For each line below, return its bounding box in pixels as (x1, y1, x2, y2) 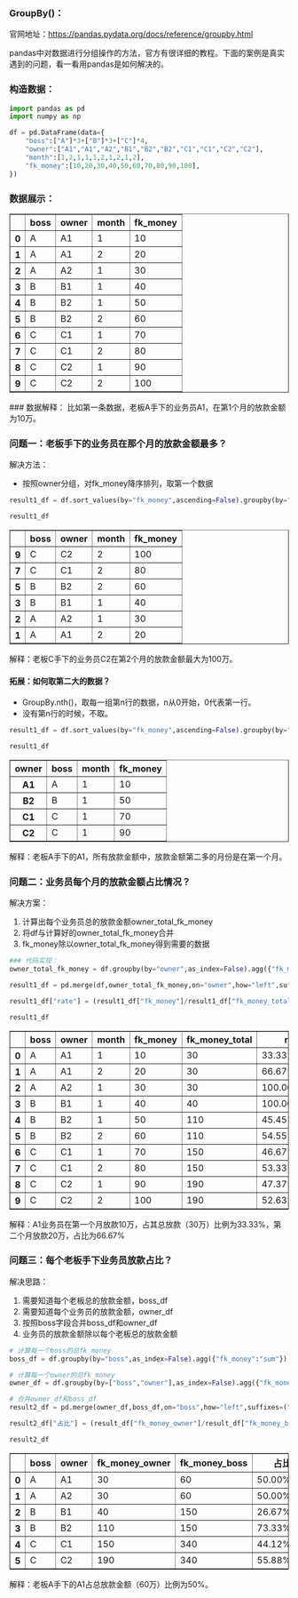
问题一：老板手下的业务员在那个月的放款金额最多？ (9, 437, 228, 450)
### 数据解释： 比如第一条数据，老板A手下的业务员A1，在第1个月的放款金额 (9, 402, 286, 412)
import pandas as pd (9, 104, 86, 113)
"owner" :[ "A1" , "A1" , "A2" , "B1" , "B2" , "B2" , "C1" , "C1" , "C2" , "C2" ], (25, 145, 264, 154)
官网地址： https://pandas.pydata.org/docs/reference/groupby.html (9, 28, 254, 40)
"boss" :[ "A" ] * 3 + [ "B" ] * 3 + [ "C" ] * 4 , (25, 137, 149, 146)
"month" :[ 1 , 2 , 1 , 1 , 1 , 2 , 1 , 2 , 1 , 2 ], (25, 153, 145, 162)
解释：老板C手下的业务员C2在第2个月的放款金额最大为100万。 (9, 653, 238, 664)
